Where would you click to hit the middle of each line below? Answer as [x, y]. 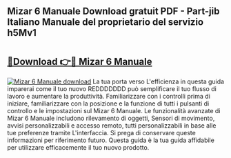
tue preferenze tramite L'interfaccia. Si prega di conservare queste [102, 133]
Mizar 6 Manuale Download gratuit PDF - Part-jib [113, 11]
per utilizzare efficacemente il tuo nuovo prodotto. [78, 147]
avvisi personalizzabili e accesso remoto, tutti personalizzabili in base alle [112, 126]
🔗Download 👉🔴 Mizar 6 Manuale [80, 61]
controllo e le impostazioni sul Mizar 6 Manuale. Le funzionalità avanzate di [114, 111]
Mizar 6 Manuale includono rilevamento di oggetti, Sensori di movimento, [111, 118]
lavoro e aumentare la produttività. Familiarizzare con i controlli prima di [109, 96]
